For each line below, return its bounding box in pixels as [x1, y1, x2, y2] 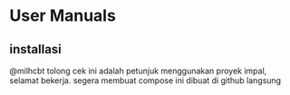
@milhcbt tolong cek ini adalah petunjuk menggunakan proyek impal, [9, 65, 267, 76]
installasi [9, 42, 62, 57]
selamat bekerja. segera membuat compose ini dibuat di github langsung [9, 75, 282, 86]
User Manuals [9, 5, 116, 26]
